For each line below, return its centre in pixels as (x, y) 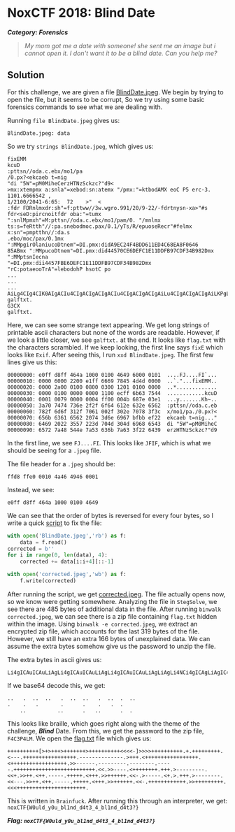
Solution (26, 75)
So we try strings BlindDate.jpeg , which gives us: (80, 146)
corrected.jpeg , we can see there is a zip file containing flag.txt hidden (112, 616)
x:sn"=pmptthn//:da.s (39, 232)
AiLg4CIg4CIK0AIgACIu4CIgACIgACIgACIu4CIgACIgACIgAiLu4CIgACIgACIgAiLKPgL (119, 294)
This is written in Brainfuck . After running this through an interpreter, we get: (117, 801)
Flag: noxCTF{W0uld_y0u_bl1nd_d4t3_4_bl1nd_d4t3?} (81, 820)
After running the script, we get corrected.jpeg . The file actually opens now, (116, 594)
